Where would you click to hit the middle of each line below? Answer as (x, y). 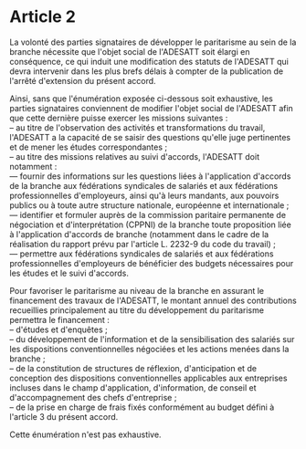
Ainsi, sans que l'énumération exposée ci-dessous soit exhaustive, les (142, 99)
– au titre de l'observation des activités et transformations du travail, (137, 127)
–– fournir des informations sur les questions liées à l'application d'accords (150, 176)
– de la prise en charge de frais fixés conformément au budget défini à (142, 407)
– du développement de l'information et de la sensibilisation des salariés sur (152, 339)
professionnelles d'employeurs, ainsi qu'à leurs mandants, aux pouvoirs (144, 195)
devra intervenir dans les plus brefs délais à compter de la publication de (147, 71)
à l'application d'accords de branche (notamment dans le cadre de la (139, 234)
